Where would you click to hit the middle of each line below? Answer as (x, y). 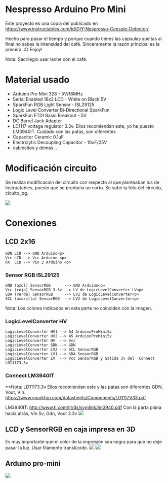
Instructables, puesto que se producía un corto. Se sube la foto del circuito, (84, 187)
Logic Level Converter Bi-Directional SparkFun (61, 110)
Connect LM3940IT (30, 375)
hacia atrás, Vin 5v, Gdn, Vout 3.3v (41, 413)
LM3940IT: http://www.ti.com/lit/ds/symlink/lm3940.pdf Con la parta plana (83, 407)
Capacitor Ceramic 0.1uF (38, 137)
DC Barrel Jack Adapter (37, 121)
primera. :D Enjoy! (24, 49)
